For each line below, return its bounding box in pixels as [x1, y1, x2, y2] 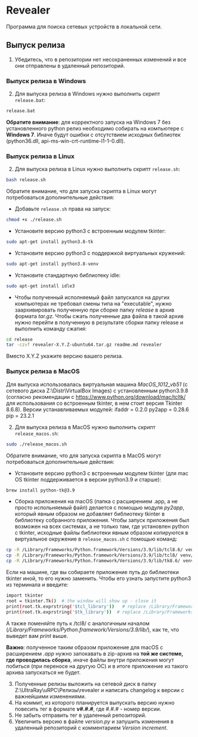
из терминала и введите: [6, 581, 69, 588]
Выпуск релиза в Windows [6, 77, 87, 85]
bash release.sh [6, 177, 46, 183]
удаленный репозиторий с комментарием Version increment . [14, 724, 168, 731]
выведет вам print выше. [6, 632, 68, 639]
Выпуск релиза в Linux [6, 152, 75, 160]
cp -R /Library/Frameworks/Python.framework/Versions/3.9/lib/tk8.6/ [6, 558, 181, 564]
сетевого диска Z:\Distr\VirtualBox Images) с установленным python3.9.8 [6, 387, 189, 394]
